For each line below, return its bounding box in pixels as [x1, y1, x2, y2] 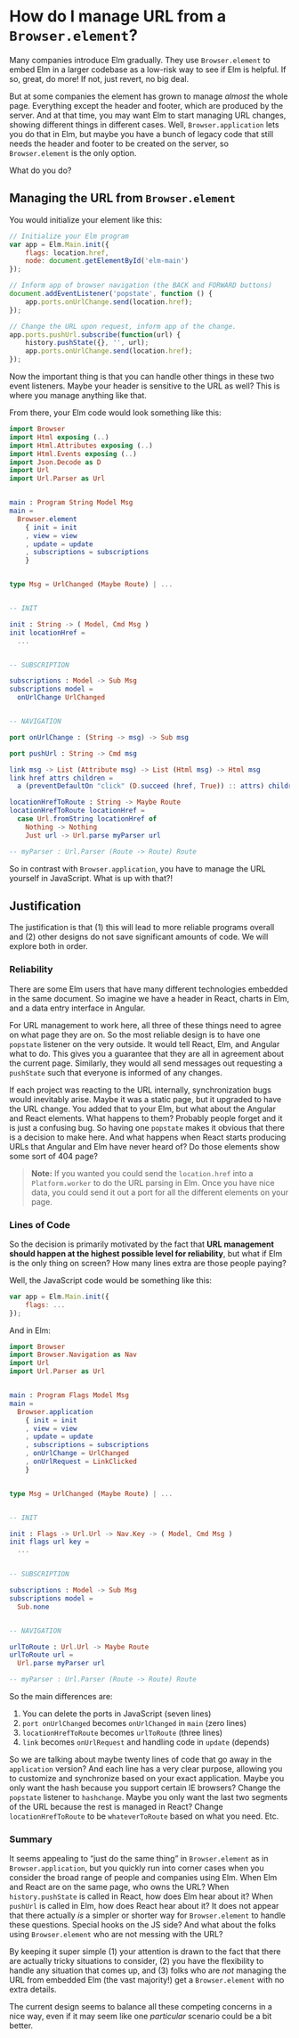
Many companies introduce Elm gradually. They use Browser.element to [9, 54, 271, 65]
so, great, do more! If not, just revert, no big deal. [9, 73, 190, 84]
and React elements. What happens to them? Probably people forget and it [9, 1112, 283, 1124]
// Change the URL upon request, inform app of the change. [9, 322, 238, 331]
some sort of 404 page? [9, 1150, 98, 1161]
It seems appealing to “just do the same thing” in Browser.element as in [9, 1854, 269, 1864]
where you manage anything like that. [9, 390, 147, 400]
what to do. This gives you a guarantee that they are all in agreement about [9, 1048, 285, 1059]
